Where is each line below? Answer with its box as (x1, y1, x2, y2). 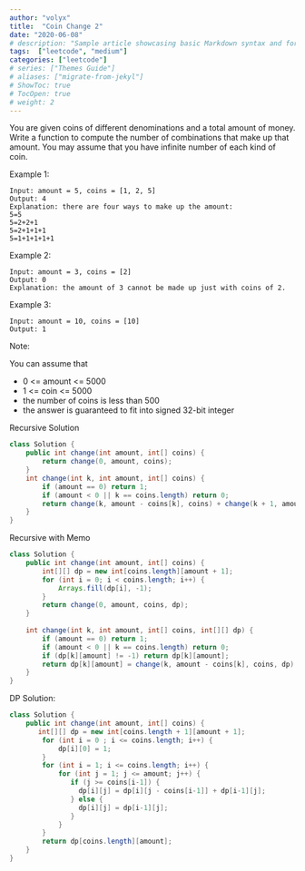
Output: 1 (9, 325, 47, 334)
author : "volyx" (9, 13, 71, 23)
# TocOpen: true (9, 89, 71, 98)
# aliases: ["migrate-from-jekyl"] (9, 73, 144, 82)
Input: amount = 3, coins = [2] (9, 268, 132, 277)
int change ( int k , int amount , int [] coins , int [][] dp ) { (25, 626, 254, 635)
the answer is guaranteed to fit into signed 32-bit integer (22, 405, 234, 416)
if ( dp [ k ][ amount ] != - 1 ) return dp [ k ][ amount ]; (42, 651, 230, 661)
